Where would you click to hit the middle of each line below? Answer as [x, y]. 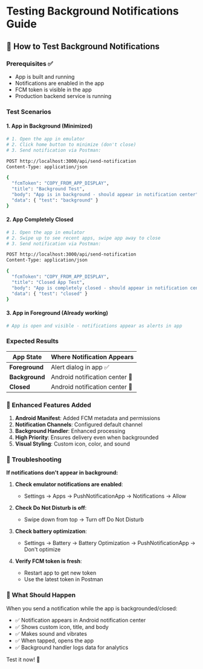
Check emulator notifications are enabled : [69, 484]
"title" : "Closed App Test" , [48, 282]
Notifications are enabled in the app [60, 83]
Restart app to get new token [60, 573]
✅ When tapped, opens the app [54, 641]
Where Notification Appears [92, 357]
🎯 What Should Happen [41, 595]
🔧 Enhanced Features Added [49, 405]
